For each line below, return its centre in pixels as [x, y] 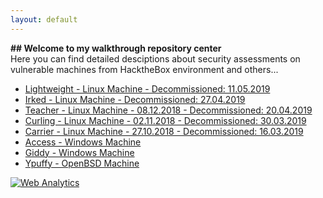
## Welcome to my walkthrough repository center [116, 48]
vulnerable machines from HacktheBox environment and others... [144, 69]
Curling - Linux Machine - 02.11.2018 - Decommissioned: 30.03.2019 [165, 120]
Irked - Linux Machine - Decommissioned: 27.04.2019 [135, 99]
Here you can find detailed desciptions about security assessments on [155, 58]
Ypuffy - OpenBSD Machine [82, 163]
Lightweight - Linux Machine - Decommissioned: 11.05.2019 [147, 88]
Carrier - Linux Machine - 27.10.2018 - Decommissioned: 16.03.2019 [164, 131]
